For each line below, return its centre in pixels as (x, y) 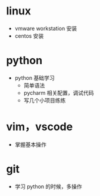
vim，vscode (40, 127)
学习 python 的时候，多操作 (48, 186)
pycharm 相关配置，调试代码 (59, 93)
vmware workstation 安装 (46, 28)
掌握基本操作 (30, 144)
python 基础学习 (35, 78)
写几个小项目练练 (45, 100)
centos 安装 (29, 36)
